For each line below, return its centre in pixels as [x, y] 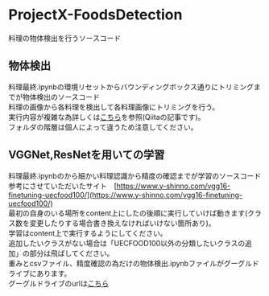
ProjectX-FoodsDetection [95, 15]
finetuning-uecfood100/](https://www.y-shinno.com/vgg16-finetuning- [126, 195]
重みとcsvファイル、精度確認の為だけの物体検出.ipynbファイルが [116, 263]
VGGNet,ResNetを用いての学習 [87, 155]
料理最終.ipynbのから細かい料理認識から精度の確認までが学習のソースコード [135, 175]
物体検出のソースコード [61, 97]
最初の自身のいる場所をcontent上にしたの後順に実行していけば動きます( [128, 213]
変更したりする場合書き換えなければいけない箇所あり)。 [122, 223]
